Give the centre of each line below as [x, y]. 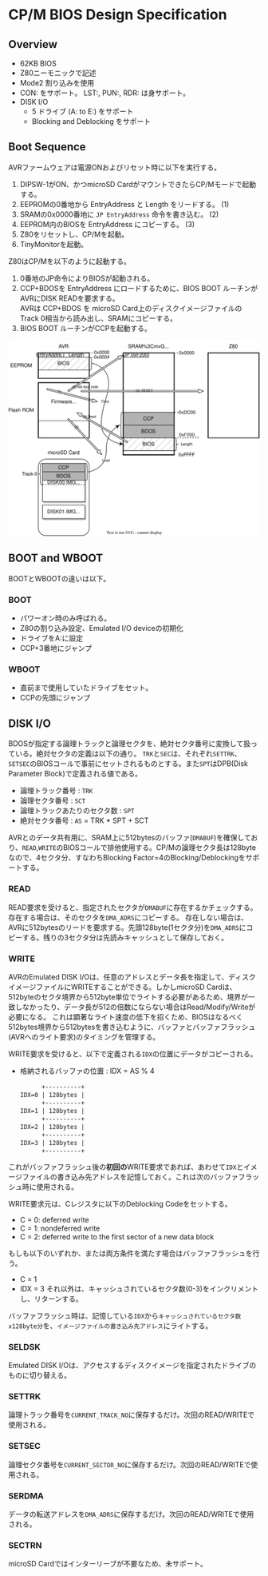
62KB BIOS [38, 63]
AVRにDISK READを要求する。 [69, 298]
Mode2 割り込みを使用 [57, 83]
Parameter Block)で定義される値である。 [75, 774]
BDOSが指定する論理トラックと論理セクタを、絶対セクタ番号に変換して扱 [130, 744]
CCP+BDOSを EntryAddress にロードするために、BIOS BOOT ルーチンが [139, 288]
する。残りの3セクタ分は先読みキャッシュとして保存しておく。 [125, 937]
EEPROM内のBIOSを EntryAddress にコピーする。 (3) [107, 224]
